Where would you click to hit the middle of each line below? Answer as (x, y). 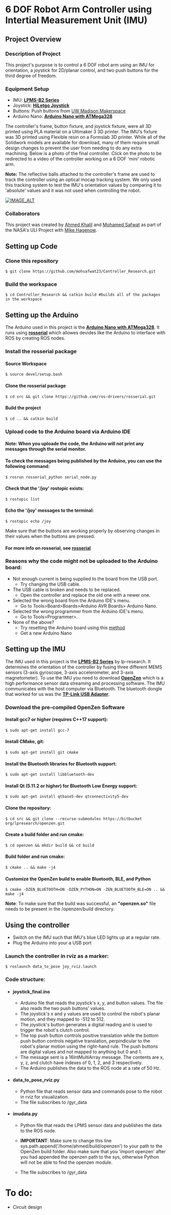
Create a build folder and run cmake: (45, 835)
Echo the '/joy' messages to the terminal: (50, 510)
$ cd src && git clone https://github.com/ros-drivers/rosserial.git (81, 397)
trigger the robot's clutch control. (55, 1030)
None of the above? (33, 622)
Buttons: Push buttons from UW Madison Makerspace (69, 111)
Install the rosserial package (41, 351)
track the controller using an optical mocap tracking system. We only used (83, 179)
